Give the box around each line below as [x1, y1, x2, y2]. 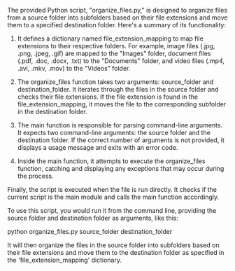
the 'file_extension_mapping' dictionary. [7, 256, 122, 264]
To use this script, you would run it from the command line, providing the [7, 207, 217, 214]
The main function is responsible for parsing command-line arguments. [17, 121, 222, 129]
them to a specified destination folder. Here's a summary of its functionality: [7, 21, 226, 29]
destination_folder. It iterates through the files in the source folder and [17, 85, 219, 93]
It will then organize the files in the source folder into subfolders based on [7, 241, 220, 249]
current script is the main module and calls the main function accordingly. [7, 193, 220, 201]
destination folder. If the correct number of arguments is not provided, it [17, 136, 225, 144]
